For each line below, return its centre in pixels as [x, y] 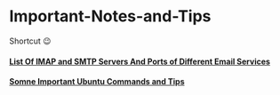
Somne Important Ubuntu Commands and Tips [97, 82]
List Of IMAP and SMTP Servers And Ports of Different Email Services [140, 61]
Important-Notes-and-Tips [110, 16]
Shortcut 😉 [30, 41]
